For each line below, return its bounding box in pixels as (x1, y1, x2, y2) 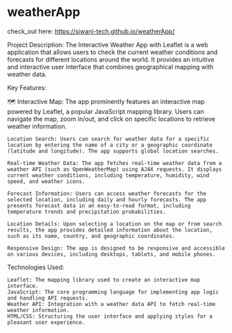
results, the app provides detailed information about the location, (7, 226, 213, 233)
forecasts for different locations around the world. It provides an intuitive (7, 55, 215, 63)
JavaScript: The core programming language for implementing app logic (7, 289, 219, 296)
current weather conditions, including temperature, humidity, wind (7, 171, 210, 179)
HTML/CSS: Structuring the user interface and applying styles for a (7, 313, 213, 320)
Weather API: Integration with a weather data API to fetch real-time (7, 300, 216, 307)
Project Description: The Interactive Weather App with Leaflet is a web (7, 40, 208, 49)
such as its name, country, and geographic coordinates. (7, 232, 176, 239)
